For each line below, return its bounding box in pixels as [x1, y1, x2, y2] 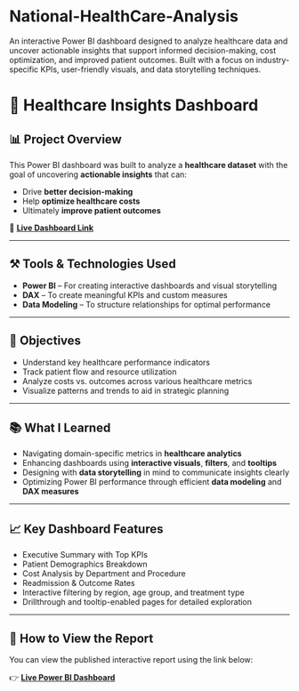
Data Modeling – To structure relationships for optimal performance [21, 299, 271, 309]
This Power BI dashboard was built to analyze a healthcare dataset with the [9, 159, 288, 170]
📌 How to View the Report [9, 631, 154, 646]
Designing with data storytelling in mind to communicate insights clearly [21, 467, 289, 478]
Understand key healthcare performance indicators [21, 357, 211, 367]
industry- [255, 54, 290, 65]
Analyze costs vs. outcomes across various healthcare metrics [21, 375, 253, 386]
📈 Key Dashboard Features [9, 521, 164, 536]
